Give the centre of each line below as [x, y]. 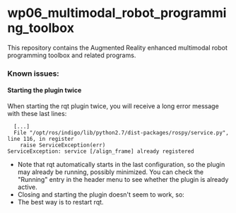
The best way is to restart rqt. [60, 202]
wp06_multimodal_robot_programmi [117, 13]
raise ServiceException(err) [63, 145]
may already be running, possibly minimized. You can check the [110, 172]
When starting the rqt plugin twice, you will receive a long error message [113, 106]
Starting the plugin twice [45, 91]
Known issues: [34, 74]
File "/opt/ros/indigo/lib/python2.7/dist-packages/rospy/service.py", [122, 133]
